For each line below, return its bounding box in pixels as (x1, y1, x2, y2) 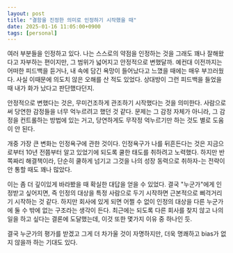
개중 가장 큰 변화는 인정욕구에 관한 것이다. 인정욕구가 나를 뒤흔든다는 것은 (7, 139, 206, 148)
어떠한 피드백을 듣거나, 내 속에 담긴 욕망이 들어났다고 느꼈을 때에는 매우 (7, 67, 200, 75)
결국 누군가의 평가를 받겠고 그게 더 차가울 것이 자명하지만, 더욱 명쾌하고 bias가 (7, 229, 219, 238)
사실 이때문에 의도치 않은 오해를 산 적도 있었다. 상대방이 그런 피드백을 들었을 (16, 76, 223, 84)
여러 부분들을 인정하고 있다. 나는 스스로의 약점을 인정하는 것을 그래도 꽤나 (7, 49, 206, 58)
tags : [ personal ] (7, 29, 58, 37)
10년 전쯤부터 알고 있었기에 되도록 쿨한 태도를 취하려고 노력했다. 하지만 (25, 148, 218, 157)
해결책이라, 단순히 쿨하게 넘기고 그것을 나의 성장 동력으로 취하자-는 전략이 (25, 157, 225, 165)
